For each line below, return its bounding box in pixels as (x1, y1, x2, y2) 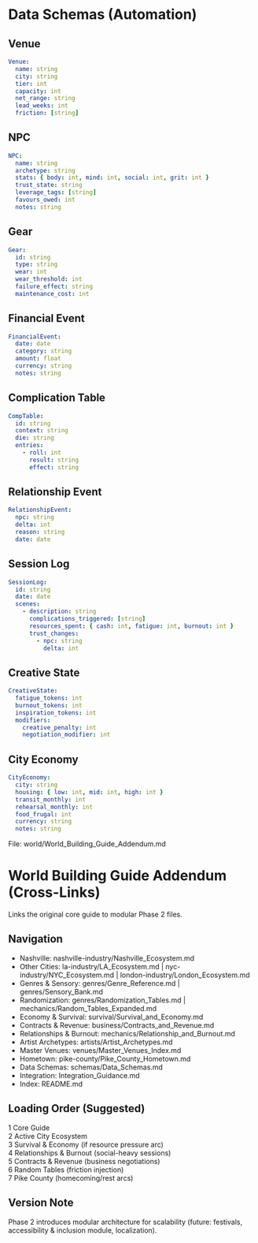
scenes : (15, 600, 41, 608)
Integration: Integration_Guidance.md (19, 1070, 140, 1080)
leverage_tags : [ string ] (15, 189, 97, 196)
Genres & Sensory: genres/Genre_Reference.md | (19, 978, 181, 987)
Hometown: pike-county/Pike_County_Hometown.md (19, 1054, 191, 1063)
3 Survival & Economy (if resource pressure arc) (8, 1140, 164, 1149)
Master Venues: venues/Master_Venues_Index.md (19, 1045, 182, 1054)
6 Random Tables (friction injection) (8, 1165, 124, 1174)
